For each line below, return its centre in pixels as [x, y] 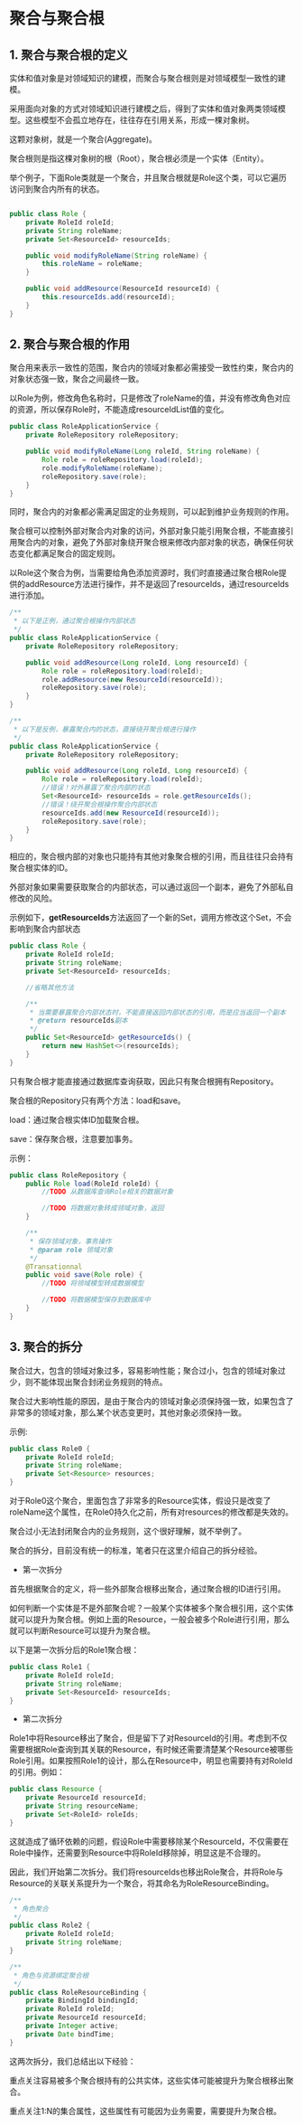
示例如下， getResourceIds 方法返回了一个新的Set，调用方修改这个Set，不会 [151, 918]
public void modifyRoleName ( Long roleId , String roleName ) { [142, 452]
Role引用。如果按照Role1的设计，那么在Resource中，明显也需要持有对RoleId [151, 1761]
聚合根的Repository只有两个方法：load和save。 [98, 1100]
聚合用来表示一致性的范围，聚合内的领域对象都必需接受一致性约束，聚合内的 [151, 368]
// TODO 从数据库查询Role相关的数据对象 [108, 1192]
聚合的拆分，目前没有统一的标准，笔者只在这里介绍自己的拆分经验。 [136, 1550]
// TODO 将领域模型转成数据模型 [93, 1284]
